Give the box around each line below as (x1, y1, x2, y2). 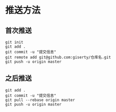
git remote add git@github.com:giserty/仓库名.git (5, 55, 111, 60)
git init (5, 40, 24, 45)
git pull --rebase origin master (5, 97, 75, 102)
